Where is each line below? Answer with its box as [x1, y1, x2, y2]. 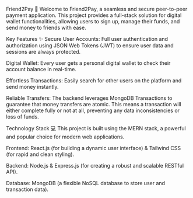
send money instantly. [6, 84, 59, 90]
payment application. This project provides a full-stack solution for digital [6, 12, 182, 19]
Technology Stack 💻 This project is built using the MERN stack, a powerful [6, 125, 186, 131]
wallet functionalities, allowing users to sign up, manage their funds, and [6, 18, 180, 25]
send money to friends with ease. [6, 24, 86, 31]
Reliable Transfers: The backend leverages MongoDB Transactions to [6, 95, 173, 102]
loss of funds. [6, 113, 39, 120]
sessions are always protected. [6, 48, 81, 55]
